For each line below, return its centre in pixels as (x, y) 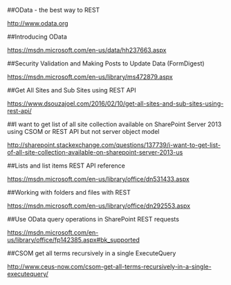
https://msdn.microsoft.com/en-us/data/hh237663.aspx (87, 50)
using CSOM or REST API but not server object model (83, 131)
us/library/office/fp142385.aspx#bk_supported (73, 240)
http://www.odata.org (38, 23)
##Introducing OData (37, 37)
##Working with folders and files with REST (69, 192)
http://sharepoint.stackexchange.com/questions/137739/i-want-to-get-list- (114, 145)
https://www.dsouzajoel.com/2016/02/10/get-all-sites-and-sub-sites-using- (115, 104)
